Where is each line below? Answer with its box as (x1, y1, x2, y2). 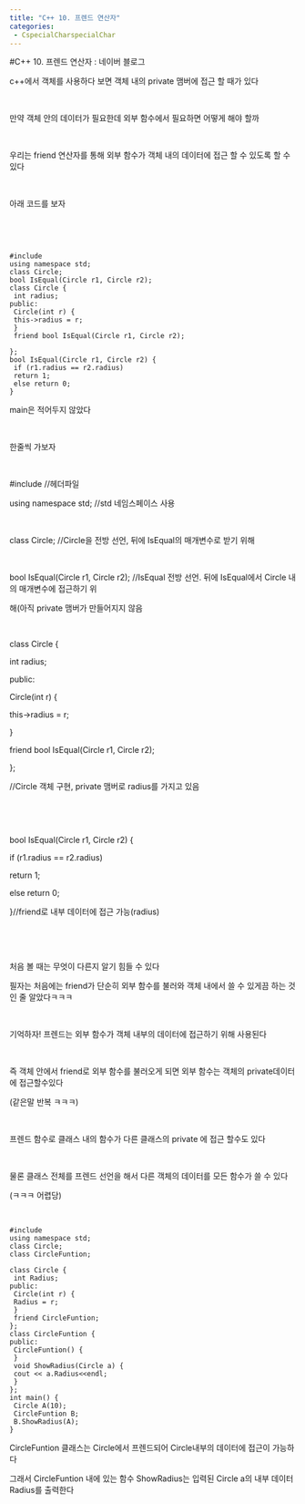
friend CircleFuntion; (13, 1313, 100, 1323)
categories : (9, 22, 55, 31)
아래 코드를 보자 (9, 198, 66, 210)
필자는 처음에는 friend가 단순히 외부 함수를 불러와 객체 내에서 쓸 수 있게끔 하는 (9, 981, 287, 992)
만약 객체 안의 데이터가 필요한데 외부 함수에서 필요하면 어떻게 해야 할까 (9, 113, 259, 124)
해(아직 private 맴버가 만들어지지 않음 (9, 603, 143, 613)
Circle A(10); (13, 1401, 67, 1411)
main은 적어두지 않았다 (9, 405, 91, 416)
